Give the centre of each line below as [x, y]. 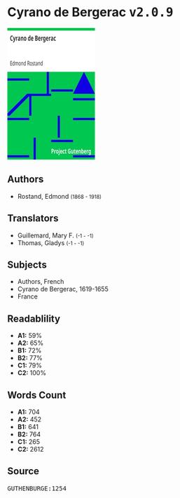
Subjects [27, 264]
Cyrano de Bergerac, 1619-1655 [63, 289]
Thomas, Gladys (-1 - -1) [51, 242]
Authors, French [41, 282]
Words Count [37, 395]
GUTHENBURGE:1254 [37, 488]
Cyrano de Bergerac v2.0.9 [90, 12]
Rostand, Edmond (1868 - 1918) [59, 196]
